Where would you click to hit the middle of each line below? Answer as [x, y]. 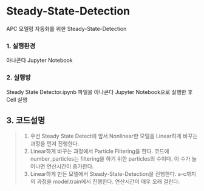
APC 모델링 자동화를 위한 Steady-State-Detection [66, 28]
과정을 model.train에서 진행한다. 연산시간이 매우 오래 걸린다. [108, 182]
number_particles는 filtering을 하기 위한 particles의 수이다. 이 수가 [110, 159]
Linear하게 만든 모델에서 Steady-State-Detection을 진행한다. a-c [108, 174]
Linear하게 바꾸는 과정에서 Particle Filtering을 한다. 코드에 [100, 151]
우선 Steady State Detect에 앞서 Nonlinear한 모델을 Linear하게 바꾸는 [114, 136]
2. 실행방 [19, 78]
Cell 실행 [17, 99]
